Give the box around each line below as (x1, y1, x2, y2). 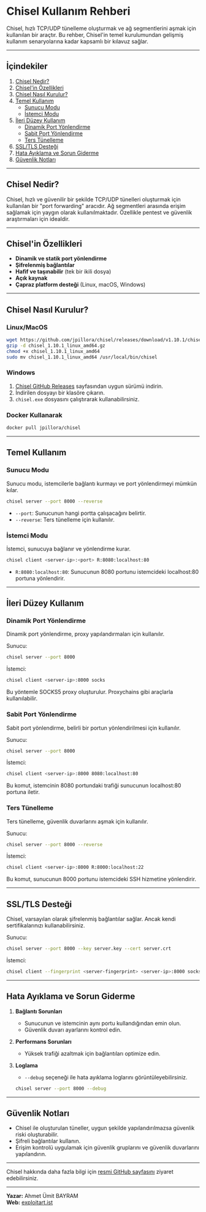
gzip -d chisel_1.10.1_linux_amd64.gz (6, 342, 105, 349)
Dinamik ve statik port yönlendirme (15, 255, 107, 262)
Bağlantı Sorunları (15, 1008, 63, 1015)
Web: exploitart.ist (6, 1198, 53, 1206)
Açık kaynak (15, 274, 48, 282)
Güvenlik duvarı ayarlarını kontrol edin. (24, 1026, 122, 1033)
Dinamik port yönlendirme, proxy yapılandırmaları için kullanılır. (6, 630, 165, 638)
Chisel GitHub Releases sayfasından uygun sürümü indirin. (15, 382, 164, 390)
